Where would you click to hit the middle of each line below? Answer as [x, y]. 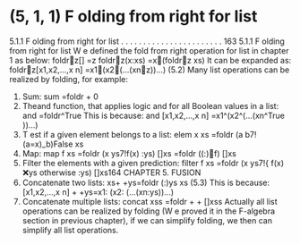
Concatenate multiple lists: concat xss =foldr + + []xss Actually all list [150, 201]
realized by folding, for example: [69, 79]
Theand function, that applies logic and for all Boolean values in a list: [150, 105]
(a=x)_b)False [47, 144]
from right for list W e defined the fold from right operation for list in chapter [149, 50]
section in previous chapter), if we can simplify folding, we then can [147, 220]
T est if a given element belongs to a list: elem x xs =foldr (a [133, 134]
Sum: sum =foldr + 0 [60, 97]
